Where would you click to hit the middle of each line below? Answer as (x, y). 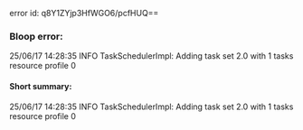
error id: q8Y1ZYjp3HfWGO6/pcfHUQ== (84, 13)
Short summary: (41, 86)
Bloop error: (36, 36)
